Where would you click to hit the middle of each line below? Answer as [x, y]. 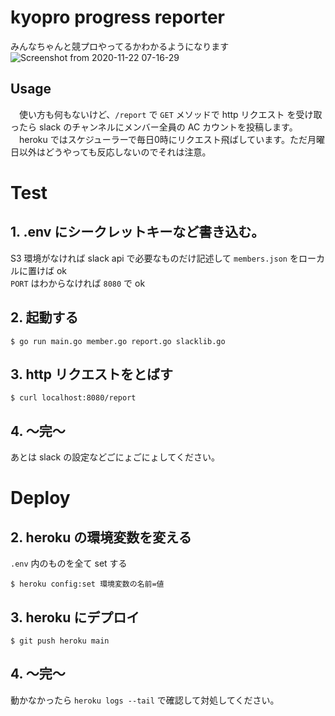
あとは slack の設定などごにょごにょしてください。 [115, 457]
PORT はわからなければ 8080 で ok [78, 283]
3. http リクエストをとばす [91, 374]
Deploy [40, 498]
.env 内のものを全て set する [69, 563]
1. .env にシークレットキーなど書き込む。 [137, 232]
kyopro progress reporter [118, 17]
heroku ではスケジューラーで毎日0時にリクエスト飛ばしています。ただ [163, 139]
